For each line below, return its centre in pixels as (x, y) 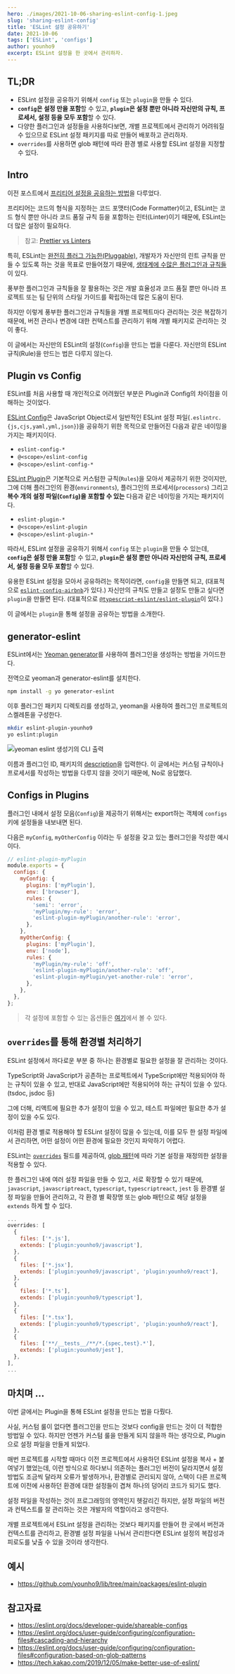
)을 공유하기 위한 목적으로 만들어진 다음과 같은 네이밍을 (152, 426)
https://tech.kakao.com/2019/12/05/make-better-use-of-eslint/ (108, 1662)
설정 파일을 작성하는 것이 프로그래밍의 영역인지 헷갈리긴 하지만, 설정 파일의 (110, 1501)
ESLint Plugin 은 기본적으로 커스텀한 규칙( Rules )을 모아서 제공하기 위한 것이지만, (117, 479)
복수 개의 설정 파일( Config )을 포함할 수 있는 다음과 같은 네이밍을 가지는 (103, 496)
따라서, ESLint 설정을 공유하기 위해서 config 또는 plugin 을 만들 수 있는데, (108, 549)
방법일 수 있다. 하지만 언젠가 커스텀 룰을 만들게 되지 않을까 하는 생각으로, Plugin (116, 1436)
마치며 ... (26, 1393)
